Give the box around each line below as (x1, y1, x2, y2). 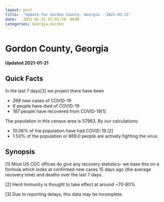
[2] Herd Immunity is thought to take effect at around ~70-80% (5, 181, 135, 187)
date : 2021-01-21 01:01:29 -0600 (5, 17, 80, 22)
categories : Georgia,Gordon (5, 21, 64, 27)
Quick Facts (5, 74, 44, 83)
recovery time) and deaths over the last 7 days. (5, 171, 103, 177)
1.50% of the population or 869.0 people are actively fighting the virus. (12, 133, 159, 139)
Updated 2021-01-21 (5, 60, 49, 66)
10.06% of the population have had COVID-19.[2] (12, 128, 114, 134)
